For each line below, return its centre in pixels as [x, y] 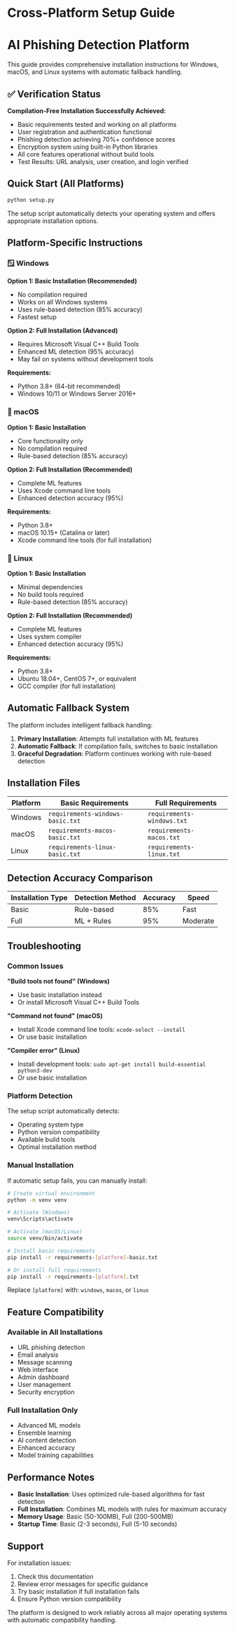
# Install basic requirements [51, 1251]
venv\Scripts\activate [40, 1219]
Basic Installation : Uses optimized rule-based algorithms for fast [111, 1494]
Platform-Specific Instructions [75, 243]
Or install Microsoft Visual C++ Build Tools [78, 1002]
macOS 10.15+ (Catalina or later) [64, 532]
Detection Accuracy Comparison [80, 878]
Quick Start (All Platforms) [66, 184]
